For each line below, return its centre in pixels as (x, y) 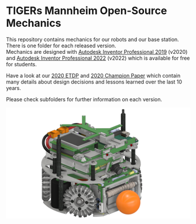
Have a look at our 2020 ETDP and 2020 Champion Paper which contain (93, 75)
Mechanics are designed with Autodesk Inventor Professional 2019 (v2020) (97, 51)
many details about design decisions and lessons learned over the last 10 (94, 82)
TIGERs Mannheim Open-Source (87, 11)
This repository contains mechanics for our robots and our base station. (93, 39)
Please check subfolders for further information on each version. (84, 99)
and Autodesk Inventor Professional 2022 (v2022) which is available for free (98, 58)
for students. (21, 64)
